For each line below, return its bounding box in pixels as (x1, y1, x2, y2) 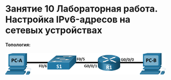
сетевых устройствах (5, 25, 103, 36)
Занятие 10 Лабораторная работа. (5, 3, 158, 15)
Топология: (5, 42, 31, 48)
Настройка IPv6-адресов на (5, 14, 131, 25)
